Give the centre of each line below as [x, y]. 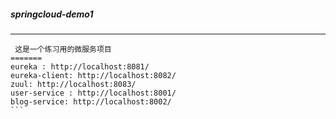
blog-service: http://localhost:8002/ [91, 101]
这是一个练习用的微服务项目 [63, 49]
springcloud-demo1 [52, 14]
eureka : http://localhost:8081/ [80, 66]
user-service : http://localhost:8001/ [93, 93]
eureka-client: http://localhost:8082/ [93, 75]
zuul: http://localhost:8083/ [73, 84]
